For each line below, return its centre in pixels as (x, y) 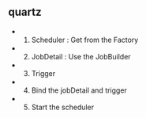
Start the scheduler (63, 107)
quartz (25, 12)
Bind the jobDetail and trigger (79, 90)
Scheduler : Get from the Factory (85, 40)
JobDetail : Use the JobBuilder (81, 56)
